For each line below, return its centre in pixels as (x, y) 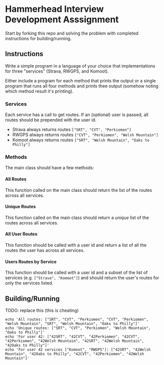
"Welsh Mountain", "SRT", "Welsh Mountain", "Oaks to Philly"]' (72, 324)
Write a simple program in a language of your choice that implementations (80, 66)
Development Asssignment (62, 19)
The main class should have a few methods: (50, 168)
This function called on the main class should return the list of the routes (79, 190)
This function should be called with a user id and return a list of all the (76, 245)
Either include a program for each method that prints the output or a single (81, 80)
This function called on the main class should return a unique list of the (77, 218)
